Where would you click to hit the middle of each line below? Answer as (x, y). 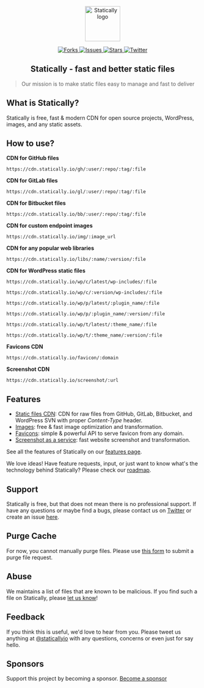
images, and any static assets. (44, 124)
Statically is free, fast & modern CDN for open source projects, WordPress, (100, 118)
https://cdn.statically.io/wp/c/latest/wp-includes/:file (82, 282)
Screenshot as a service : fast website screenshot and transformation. (103, 440)
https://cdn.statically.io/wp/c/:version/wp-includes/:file (85, 293)
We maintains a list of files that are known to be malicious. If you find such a (102, 591)
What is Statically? (43, 103)
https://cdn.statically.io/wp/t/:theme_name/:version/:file (85, 335)
